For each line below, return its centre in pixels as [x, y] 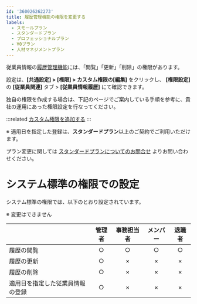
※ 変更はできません [29, 214]
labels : [16, 22]
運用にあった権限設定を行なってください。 [67, 107]
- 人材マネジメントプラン [38, 50]
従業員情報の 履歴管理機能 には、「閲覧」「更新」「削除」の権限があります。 [94, 67]
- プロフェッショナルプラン [40, 39]
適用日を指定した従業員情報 [47, 283]
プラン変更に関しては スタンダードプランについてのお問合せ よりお [87, 151]
